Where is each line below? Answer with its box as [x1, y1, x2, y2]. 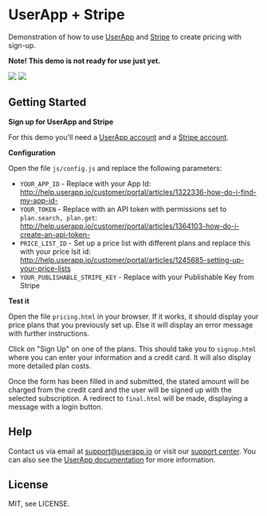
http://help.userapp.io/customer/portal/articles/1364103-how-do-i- [19, 221, 240, 231]
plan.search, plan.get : [19, 212, 98, 222]
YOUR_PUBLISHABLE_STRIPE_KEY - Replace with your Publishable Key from [19, 272, 255, 281]
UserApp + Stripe [8, 6, 125, 24]
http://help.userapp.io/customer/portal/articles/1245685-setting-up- [19, 255, 245, 264]
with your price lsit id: [19, 246, 92, 256]
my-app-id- [19, 196, 58, 205]
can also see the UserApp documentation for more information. [8, 454, 216, 464]
